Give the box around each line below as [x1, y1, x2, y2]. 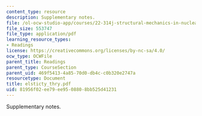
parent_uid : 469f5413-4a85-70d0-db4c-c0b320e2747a [6, 70, 136, 76]
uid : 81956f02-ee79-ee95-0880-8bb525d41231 [6, 87, 117, 93]
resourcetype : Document [6, 75, 66, 81]
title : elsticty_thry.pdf [6, 81, 71, 87]
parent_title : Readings [6, 59, 66, 65]
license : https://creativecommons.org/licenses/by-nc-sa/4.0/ [6, 48, 165, 54]
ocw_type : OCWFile [6, 53, 52, 59]
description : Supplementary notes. [6, 14, 96, 20]
